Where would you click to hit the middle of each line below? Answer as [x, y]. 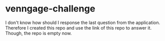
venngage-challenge [50, 9]
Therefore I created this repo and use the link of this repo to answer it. [78, 27]
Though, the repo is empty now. [39, 33]
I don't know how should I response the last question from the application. [83, 22]
